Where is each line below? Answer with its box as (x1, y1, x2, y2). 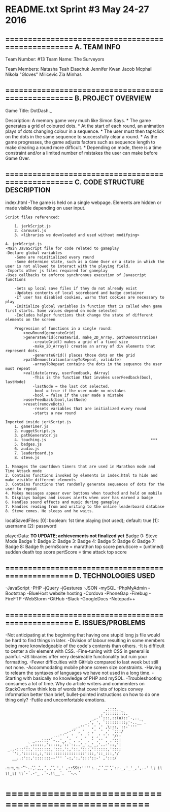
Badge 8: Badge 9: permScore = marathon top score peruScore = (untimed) (5, 543, 164, 549)
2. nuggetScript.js (14, 428, 56, 433)
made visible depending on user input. (5, 205, 86, 211)
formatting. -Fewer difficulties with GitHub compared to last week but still (5, 659, 159, 665)
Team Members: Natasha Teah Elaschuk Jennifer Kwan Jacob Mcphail (5, 66, 153, 72)
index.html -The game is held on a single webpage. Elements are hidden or (5, 199, 161, 206)
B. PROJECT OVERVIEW (74, 94, 152, 103)
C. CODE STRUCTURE (74, 178, 145, 187)
